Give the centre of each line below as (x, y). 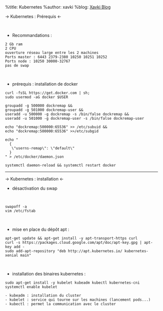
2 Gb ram (14, 44)
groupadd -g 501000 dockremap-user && (44, 110)
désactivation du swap (35, 188)
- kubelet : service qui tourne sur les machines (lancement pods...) (78, 300)
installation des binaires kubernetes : (49, 274)
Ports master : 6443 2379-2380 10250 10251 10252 (56, 57)
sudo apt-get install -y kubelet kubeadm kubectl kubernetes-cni (72, 283)
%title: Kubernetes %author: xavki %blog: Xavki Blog (58, 7)
